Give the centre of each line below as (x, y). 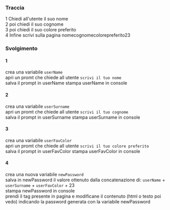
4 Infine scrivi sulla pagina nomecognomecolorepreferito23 (68, 35)
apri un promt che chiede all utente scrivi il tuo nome (63, 78)
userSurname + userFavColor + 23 (40, 185)
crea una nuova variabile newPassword (45, 175)
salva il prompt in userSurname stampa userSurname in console (73, 117)
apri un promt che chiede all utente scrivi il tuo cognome (67, 111)
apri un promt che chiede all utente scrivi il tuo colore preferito (77, 146)
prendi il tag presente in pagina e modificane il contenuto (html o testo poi (83, 196)
